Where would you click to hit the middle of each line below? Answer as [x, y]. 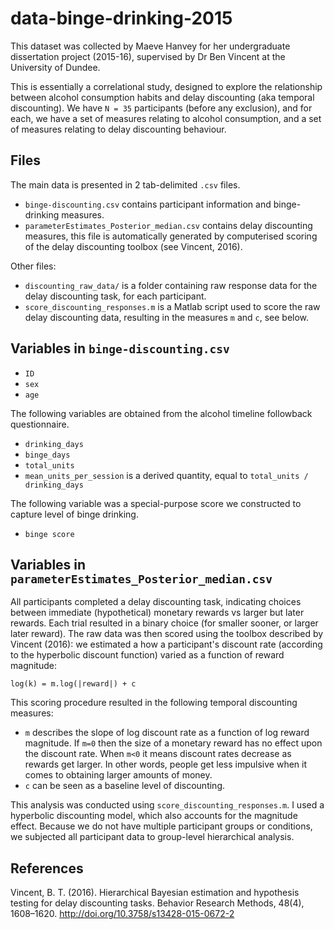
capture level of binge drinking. [74, 514]
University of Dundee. [55, 67]
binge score [49, 534]
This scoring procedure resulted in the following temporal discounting [154, 703]
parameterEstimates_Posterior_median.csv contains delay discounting [168, 225]
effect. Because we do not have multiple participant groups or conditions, [161, 826]
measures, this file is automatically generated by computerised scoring [171, 236]
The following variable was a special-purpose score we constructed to [156, 503]
